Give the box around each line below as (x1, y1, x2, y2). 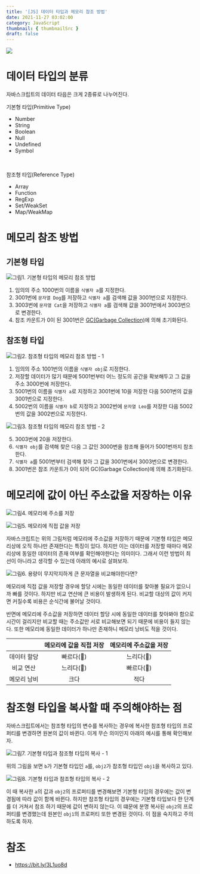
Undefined (14, 141, 41, 148)
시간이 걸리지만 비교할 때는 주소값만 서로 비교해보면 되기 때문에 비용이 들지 (6, 618, 180, 625)
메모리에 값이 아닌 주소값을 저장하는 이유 (6, 488, 192, 502)
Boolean (14, 128, 36, 135)
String (14, 122, 30, 129)
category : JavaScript (6, 20, 60, 26)
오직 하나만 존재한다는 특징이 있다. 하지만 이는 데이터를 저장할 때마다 (21, 542, 181, 549)
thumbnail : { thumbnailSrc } (6, 25, 79, 32)
